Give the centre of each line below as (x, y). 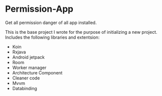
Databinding (25, 88)
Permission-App (39, 9)
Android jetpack (29, 57)
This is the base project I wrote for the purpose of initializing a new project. (81, 32)
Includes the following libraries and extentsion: (52, 37)
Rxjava (19, 52)
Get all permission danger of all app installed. (51, 23)
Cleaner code (26, 78)
